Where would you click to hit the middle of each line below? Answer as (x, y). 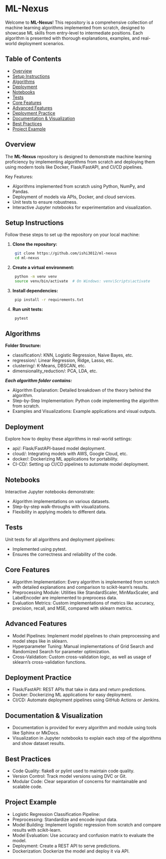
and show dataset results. (39, 744)
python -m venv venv (36, 277)
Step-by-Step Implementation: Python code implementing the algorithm (85, 401)
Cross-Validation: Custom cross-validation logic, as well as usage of (82, 657)
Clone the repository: (35, 244)
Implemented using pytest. (39, 549)
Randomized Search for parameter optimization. (61, 651)
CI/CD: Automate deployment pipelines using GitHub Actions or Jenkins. (86, 700)
